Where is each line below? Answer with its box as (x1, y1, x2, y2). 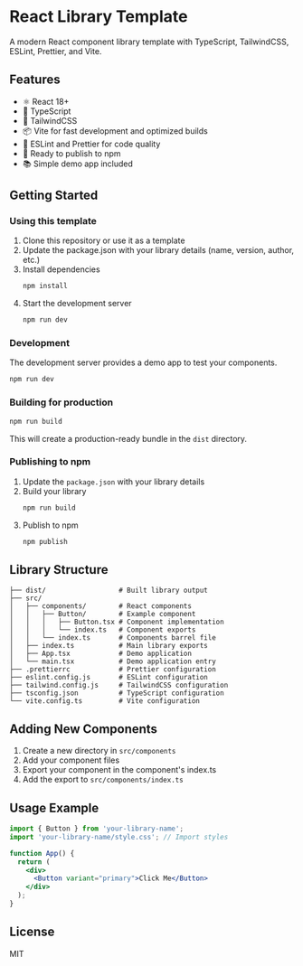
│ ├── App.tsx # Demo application (9, 649, 193, 659)
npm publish (22, 537, 68, 546)
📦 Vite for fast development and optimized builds (22, 125, 208, 136)
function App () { (9, 849, 75, 858)
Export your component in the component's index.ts (22, 764, 217, 775)
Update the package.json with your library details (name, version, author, (22, 245, 295, 256)
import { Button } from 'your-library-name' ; (9, 824, 184, 833)
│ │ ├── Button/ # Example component (9, 610, 196, 619)
